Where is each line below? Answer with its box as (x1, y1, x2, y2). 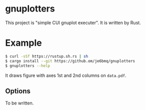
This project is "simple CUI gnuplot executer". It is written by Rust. (5, 20, 141, 26)
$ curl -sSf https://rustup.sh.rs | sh (5, 54, 88, 59)
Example (5, 37, 42, 49)
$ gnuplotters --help (5, 63, 50, 68)
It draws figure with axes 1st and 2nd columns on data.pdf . (5, 72, 126, 78)
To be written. (5, 100, 34, 106)
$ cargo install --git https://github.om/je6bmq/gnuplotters (5, 58, 135, 63)
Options (5, 86, 31, 95)
